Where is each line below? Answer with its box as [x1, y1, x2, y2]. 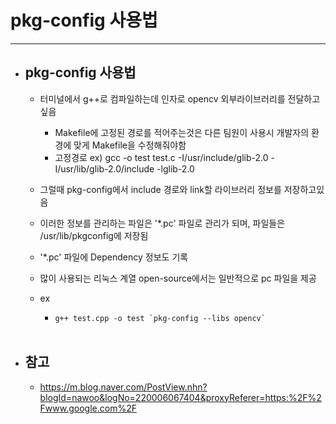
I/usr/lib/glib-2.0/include [54, 162, 155, 175]
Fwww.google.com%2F [39, 402, 137, 414]
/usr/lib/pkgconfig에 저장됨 [39, 229, 149, 241]
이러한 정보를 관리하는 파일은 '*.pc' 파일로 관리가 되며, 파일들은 [39, 217, 286, 229]
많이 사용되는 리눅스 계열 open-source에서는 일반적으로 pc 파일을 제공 [39, 272, 317, 284]
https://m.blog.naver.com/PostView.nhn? [39, 381, 208, 393]
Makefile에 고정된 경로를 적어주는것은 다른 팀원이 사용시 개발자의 [54, 126, 310, 138]
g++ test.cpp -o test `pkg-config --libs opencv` [54, 313, 266, 323]
